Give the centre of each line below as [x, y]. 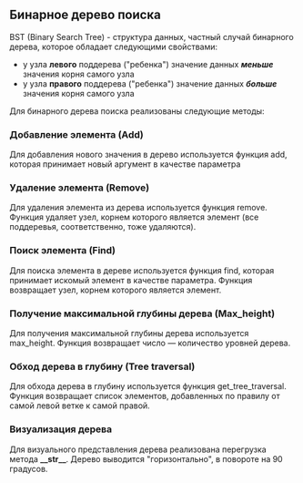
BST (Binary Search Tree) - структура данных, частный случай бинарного [151, 36]
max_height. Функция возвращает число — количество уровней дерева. [150, 343]
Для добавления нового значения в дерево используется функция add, [149, 155]
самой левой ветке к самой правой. [80, 406]
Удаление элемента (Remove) [80, 188]
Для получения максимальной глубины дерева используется [129, 333]
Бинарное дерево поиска [85, 15]
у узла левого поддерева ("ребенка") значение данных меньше [148, 64]
